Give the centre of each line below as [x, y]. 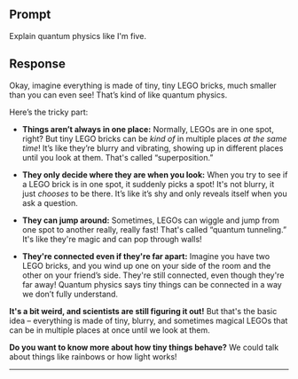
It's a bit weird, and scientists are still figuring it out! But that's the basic [143, 311]
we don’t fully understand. [70, 294]
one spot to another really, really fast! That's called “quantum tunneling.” [154, 229]
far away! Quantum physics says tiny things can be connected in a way [152, 284]
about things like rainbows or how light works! [93, 356]
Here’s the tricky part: [49, 112]
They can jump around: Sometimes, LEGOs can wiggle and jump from [150, 220]
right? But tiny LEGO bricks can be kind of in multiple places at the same [154, 138]
